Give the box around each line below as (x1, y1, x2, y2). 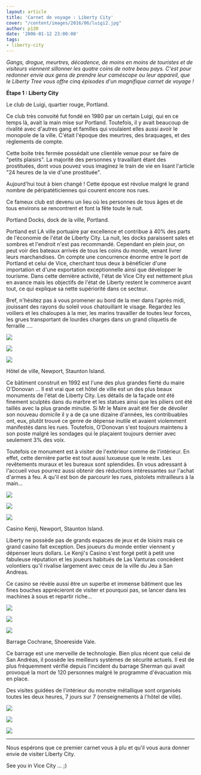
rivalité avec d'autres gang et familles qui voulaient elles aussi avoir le (6, 125, 178, 132)
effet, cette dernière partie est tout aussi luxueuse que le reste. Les (6, 454, 172, 461)
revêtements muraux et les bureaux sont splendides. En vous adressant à (6, 461, 187, 468)
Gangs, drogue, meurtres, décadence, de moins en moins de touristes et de (6, 58, 193, 66)
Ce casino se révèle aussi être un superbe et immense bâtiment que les (6, 580, 182, 587)
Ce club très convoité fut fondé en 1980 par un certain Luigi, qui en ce (6, 112, 179, 120)
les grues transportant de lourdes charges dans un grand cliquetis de (6, 316, 177, 323)
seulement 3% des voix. (6, 436, 66, 443)
